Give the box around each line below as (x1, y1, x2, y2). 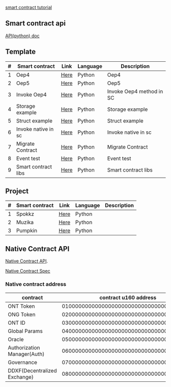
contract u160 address (99, 294, 157, 301)
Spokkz (16, 210, 35, 217)
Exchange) (8, 373, 34, 380)
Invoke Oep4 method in (107, 88, 163, 95)
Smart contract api (5, 19, 66, 28)
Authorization (8, 344, 40, 351)
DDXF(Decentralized (8, 367, 57, 374)
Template (5, 47, 36, 56)
